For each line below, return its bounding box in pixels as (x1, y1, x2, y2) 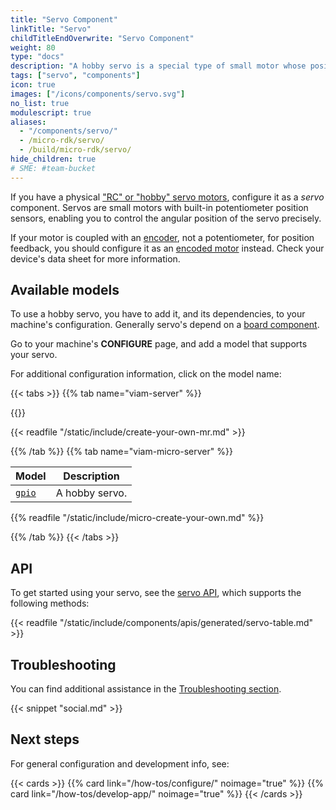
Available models (10, 282, 120, 299)
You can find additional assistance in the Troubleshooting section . (10, 683, 282, 695)
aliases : (10, 117, 47, 127)
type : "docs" (10, 52, 65, 62)
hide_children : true (10, 154, 97, 164)
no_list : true (10, 98, 70, 108)
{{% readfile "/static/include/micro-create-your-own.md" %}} (10, 512, 265, 524)
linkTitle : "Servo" (10, 24, 92, 34)
